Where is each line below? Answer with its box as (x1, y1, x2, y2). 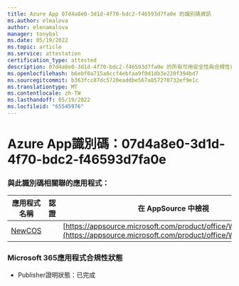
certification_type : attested (7, 57, 97, 64)
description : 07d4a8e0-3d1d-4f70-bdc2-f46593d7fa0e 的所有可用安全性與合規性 (7, 63, 230, 70)
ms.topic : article (7, 43, 62, 51)
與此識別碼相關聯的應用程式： (7, 178, 110, 188)
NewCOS (11, 226, 42, 235)
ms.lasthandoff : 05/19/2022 (7, 97, 91, 104)
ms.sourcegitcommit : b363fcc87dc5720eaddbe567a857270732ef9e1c (7, 76, 199, 84)
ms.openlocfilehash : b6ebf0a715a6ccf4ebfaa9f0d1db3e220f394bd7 (7, 70, 199, 77)
